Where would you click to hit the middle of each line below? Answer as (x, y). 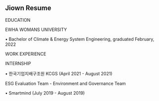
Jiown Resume (28, 8)
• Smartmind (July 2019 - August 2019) (45, 93)
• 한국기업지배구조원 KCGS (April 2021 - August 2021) (59, 73)
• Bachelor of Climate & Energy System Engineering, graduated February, (80, 39)
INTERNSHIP (18, 63)
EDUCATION (18, 20)
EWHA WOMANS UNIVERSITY (36, 30)
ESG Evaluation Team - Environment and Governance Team (65, 83)
